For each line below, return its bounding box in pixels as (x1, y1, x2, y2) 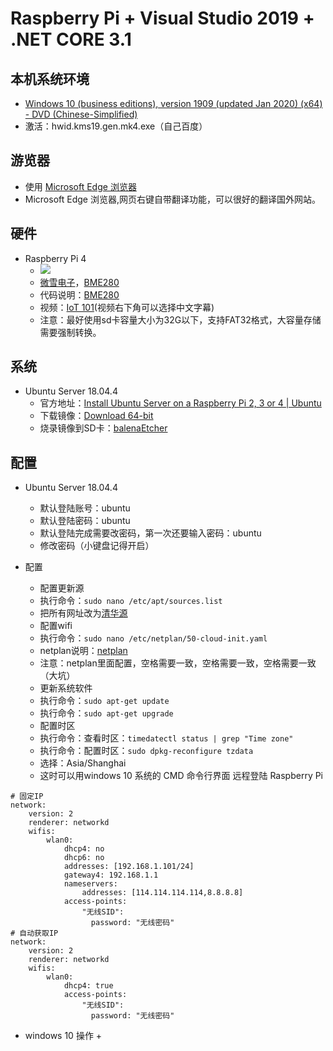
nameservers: (63, 879, 118, 889)
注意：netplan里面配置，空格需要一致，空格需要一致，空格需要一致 (39, 657, 317, 669)
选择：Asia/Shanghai (39, 757, 127, 769)
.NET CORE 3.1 (10, 28, 132, 51)
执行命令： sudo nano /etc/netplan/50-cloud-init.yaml (39, 632, 268, 644)
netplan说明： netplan (39, 645, 128, 657)
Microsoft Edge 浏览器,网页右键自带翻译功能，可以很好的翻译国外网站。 (24, 193, 321, 205)
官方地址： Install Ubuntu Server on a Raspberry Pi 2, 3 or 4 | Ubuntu (39, 397, 322, 409)
